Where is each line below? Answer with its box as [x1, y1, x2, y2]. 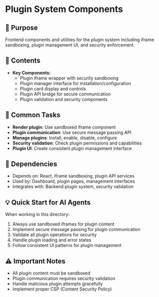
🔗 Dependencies [5, 160, 57, 168]
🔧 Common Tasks [5, 111, 61, 119]
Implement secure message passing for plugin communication [12, 226, 141, 232]
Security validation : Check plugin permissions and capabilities [12, 140, 142, 146]
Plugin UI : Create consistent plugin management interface [12, 145, 132, 151]
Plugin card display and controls [19, 85, 86, 91]
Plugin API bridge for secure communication [19, 91, 111, 97]
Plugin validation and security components [19, 96, 108, 102]
